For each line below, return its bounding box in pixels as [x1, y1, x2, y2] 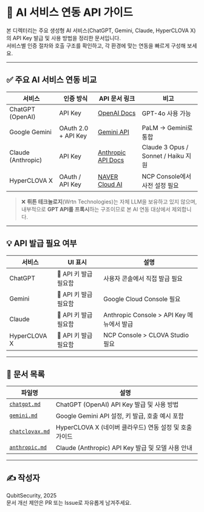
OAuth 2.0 [59, 124, 89, 132]
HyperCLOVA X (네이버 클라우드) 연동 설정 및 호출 [55, 423, 192, 432]
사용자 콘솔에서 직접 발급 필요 [103, 274, 183, 282]
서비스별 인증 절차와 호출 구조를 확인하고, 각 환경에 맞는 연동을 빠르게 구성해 [6, 42, 186, 49]
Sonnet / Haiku [141, 151, 184, 160]
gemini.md [9, 412, 38, 419]
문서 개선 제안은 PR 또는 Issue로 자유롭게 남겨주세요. [6, 499, 132, 507]
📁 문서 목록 [6, 369, 46, 380]
